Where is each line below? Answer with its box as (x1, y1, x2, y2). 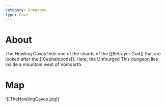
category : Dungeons (5, 7, 47, 13)
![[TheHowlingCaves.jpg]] (5, 96, 60, 102)
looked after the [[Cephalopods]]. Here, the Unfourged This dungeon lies (5, 56, 158, 62)
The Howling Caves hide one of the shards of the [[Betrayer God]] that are (5, 51, 161, 57)
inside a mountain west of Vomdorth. (5, 61, 82, 67)
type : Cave (5, 12, 29, 17)
